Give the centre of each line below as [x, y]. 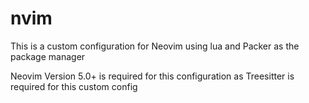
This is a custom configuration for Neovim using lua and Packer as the [155, 46]
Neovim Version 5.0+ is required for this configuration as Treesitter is [152, 76]
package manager [48, 56]
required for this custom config [74, 86]
